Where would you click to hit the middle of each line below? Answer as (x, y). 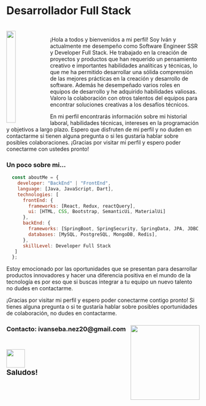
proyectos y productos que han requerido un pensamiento (124, 59)
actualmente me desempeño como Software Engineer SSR (124, 46)
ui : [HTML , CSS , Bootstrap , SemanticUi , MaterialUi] (97, 212)
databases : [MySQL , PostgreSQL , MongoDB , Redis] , (93, 234)
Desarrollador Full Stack (69, 11)
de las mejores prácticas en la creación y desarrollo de (119, 78)
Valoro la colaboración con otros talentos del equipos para (124, 98)
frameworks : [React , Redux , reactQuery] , (82, 206)
